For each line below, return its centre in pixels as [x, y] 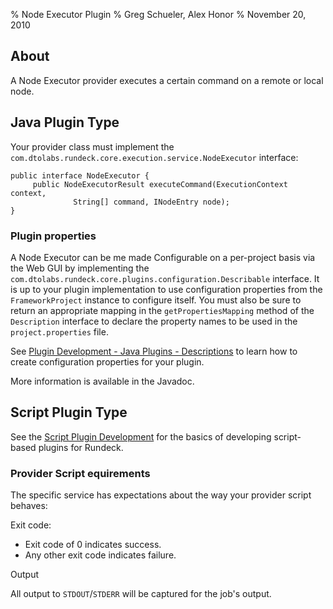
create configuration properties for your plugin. [107, 361]
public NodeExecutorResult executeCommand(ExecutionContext [160, 184]
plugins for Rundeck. [81, 447]
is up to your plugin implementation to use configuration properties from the [166, 289]
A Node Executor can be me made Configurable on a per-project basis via [163, 257]
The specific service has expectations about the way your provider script [161, 495]
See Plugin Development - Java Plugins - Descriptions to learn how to [154, 351]
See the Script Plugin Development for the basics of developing [141, 436]
